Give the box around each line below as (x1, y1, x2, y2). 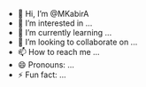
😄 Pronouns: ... (17, 59, 75, 70)
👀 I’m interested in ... (17, 18, 93, 28)
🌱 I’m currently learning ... (17, 28, 112, 37)
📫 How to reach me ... (17, 47, 100, 57)
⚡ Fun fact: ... (17, 69, 66, 80)
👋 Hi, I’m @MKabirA (17, 9, 89, 19)
